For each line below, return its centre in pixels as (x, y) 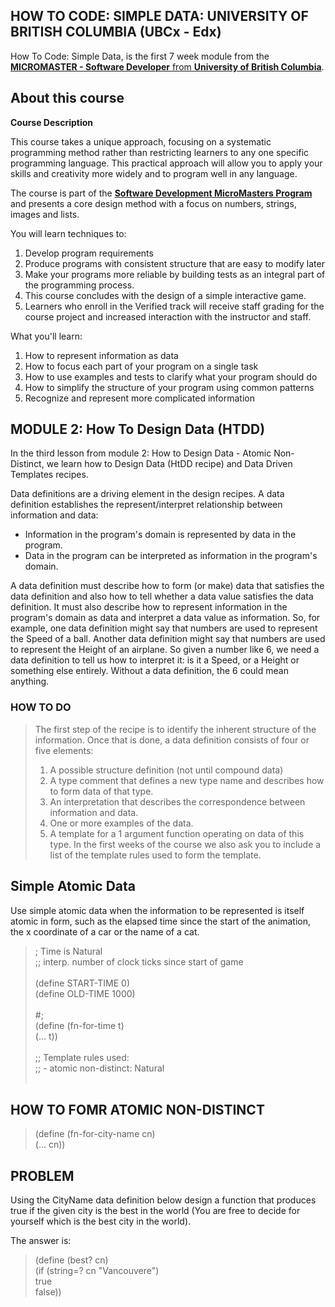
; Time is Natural (68, 951)
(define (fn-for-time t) (79, 1025)
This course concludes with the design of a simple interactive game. (165, 295)
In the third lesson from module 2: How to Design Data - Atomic (141, 453)
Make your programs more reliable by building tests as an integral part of (175, 274)
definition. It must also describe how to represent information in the (149, 607)
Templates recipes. (49, 475)
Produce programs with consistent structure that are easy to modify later (174, 263)
